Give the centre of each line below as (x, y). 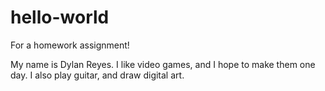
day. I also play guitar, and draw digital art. (97, 75)
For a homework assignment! (70, 45)
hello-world (60, 17)
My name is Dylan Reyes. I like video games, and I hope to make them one (163, 64)
